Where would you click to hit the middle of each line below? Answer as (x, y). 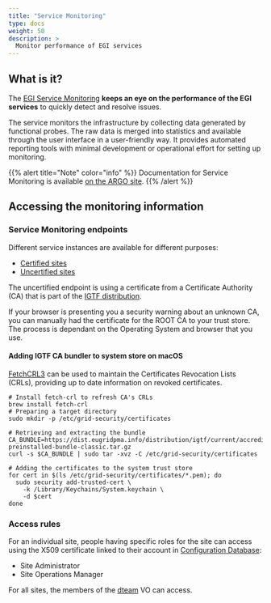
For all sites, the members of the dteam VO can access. (100, 590)
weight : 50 (27, 31)
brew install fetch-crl (48, 404)
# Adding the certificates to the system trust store (101, 468)
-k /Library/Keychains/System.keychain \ (93, 489)
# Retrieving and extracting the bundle (77, 433)
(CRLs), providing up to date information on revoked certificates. (115, 382)
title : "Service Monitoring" (57, 16)
